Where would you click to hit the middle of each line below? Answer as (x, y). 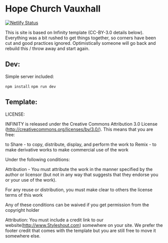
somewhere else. (23, 236)
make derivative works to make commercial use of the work (67, 149)
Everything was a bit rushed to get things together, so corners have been (81, 38)
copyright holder (22, 210)
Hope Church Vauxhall (53, 9)
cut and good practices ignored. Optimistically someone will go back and (81, 43)
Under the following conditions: (38, 159)
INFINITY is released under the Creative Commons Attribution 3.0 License (81, 124)
